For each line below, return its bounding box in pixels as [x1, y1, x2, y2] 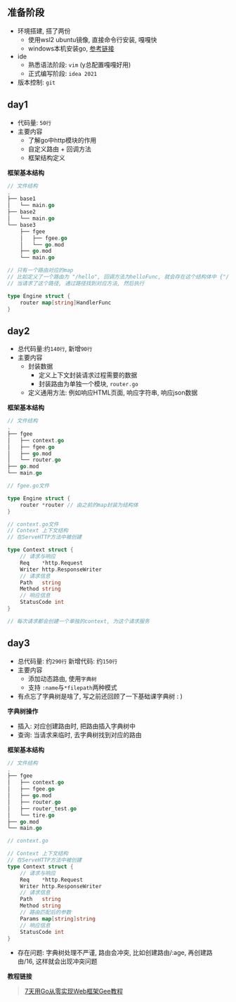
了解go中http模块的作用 [27, 136, 97, 144]
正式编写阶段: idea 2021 [27, 69, 98, 77]
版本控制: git [17, 78, 56, 86]
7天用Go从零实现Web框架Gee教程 [24, 987, 124, 996]
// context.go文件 [7, 520, 59, 528]
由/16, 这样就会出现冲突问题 [17, 957, 98, 965]
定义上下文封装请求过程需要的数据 [38, 371, 138, 379]
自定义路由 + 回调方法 [27, 145, 91, 153]
